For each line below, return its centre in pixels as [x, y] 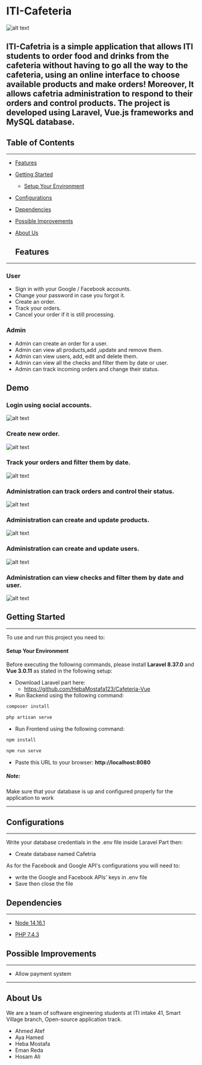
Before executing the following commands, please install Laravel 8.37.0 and [100, 665]
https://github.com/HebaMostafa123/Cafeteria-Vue [87, 689]
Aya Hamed [29, 1037]
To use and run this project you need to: [56, 637]
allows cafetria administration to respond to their [100, 94]
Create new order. [33, 434]
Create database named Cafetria [55, 854]
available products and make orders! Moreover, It [100, 85]
